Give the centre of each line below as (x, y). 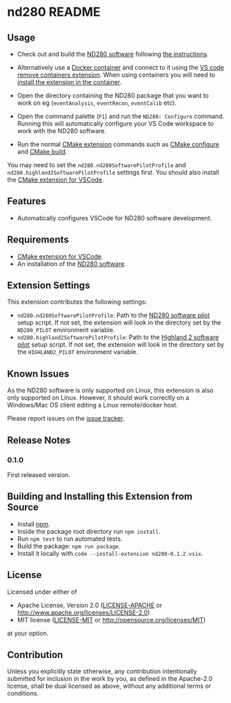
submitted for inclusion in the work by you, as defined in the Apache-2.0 (110, 679)
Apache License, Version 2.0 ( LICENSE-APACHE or (90, 605)
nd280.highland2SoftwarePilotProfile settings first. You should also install (113, 172)
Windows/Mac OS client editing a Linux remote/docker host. (92, 405)
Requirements (38, 240)
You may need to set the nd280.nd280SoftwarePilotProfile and (97, 165)
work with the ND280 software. (62, 131)
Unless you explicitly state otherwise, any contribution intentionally (102, 671)
